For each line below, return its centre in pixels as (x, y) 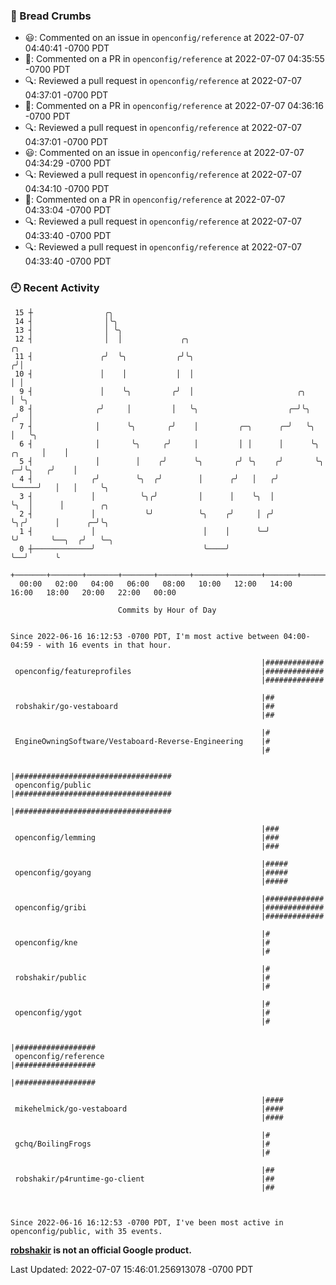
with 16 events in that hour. (109, 645)
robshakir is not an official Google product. (101, 1250)
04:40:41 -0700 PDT (67, 48)
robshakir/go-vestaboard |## (144, 706)
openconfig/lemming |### (147, 837)
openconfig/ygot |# (142, 1012)
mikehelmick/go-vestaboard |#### (149, 1109)
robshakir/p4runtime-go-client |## (144, 1179)
